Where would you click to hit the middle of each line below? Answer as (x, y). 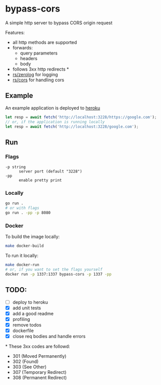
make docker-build (24, 246)
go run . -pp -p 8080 (28, 213)
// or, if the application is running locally (55, 122)
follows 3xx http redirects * (41, 69)
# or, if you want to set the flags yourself (54, 270)
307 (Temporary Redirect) (39, 372)
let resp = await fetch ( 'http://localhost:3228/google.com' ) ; (72, 127)
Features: (15, 32)
